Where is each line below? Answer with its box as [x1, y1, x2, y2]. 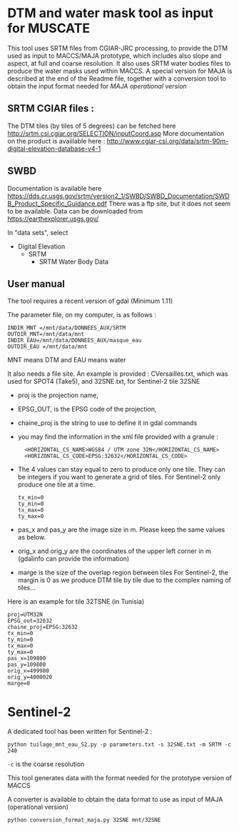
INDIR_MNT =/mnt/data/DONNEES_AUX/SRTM [7, 324, 126, 332]
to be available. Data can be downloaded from [7, 206, 143, 215]
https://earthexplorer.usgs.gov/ [7, 214, 99, 223]
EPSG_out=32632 [7, 617, 53, 625]
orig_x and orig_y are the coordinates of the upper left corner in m [17, 547, 212, 555]
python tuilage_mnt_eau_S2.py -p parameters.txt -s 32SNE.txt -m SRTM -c [7, 741, 232, 748]
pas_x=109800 [7, 655, 46, 662]
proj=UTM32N [7, 611, 43, 619]
